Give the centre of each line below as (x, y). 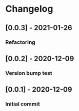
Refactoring (21, 42)
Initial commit (23, 104)
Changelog (29, 9)
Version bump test (29, 73)
